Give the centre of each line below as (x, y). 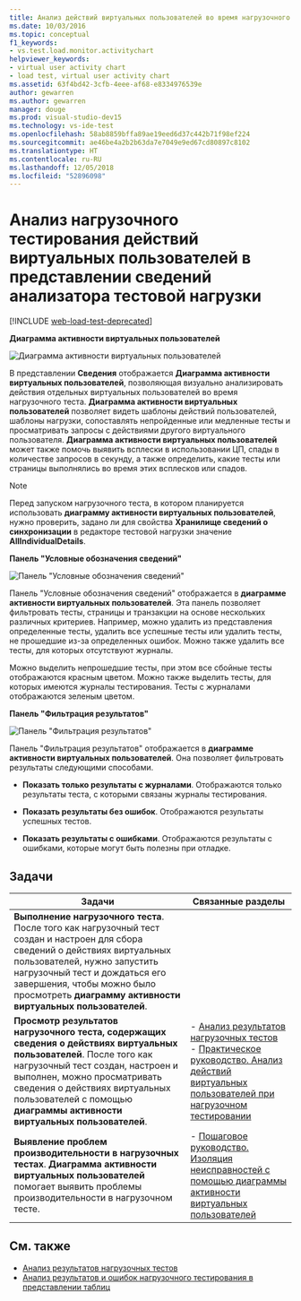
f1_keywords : (34, 43)
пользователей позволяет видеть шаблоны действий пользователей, (143, 411)
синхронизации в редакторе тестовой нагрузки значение (121, 532)
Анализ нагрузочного (94, 220)
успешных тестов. (57, 822)
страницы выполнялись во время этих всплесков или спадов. (129, 469)
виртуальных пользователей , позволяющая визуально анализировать (146, 383)
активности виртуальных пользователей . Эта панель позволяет (135, 603)
